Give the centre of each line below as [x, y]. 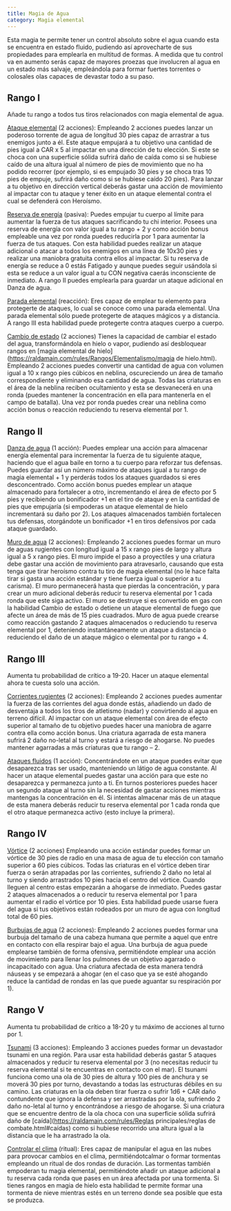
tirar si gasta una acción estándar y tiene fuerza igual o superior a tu [104, 579]
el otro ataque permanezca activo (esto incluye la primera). [91, 812]
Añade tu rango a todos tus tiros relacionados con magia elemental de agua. [115, 114]
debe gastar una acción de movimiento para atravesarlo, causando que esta [115, 564]
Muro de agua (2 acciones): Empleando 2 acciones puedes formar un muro [114, 542]
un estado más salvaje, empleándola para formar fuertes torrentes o [104, 69]
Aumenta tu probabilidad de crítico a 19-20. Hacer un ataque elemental [108, 675]
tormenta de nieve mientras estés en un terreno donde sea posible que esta [115, 1192]
